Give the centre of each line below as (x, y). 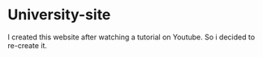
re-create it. (28, 45)
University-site (59, 15)
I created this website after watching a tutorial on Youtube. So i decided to (131, 37)
